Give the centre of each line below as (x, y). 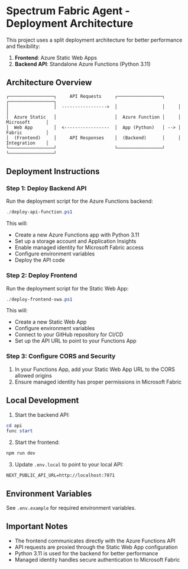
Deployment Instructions (53, 172)
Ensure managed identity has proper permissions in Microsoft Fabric (98, 382)
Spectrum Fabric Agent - (68, 11)
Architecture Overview (49, 83)
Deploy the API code (40, 260)
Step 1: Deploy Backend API (46, 188)
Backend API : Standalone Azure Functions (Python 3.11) (82, 64)
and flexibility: (23, 46)
